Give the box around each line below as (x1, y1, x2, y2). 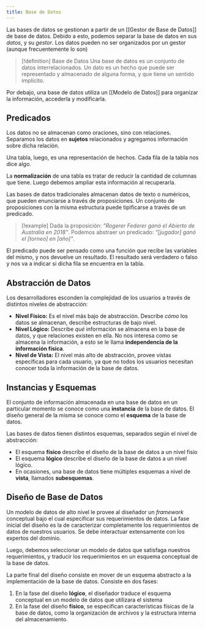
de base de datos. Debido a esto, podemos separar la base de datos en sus (6, 32, 197, 40)
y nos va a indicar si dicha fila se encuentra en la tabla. (6, 260, 145, 267)
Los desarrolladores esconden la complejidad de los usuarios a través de (6, 294, 191, 301)
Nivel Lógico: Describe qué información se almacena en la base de (15, 325, 185, 333)
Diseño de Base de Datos (6, 492, 103, 502)
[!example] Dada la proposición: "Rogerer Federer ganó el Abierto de (21, 222, 195, 230)
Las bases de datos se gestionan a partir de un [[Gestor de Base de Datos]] (6, 26, 197, 33)
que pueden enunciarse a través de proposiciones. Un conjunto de (6, 197, 175, 205)
